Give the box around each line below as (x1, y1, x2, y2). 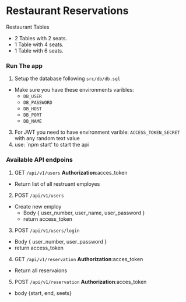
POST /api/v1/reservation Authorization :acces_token (14, 278, 147, 285)
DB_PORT (23, 112, 42, 118)
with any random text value (14, 135, 80, 142)
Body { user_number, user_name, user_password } (23, 209, 145, 216)
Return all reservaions (14, 267, 68, 274)
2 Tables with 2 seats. (14, 34, 68, 41)
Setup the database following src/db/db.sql (14, 75, 121, 82)
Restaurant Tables (6, 23, 50, 30)
